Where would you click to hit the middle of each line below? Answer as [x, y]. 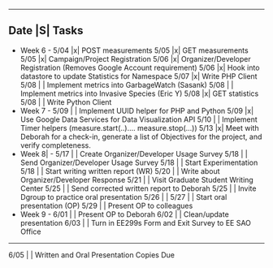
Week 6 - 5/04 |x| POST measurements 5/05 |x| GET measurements [134, 50]
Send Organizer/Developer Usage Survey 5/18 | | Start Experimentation [139, 162]
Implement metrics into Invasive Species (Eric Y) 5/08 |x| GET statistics [139, 93]
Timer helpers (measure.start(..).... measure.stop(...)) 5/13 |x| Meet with [139, 128]
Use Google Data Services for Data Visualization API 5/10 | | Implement [139, 119]
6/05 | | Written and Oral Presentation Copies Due [91, 255]
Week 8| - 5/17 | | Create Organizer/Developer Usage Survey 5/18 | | [134, 153]
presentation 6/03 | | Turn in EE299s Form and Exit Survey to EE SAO [136, 223]
